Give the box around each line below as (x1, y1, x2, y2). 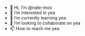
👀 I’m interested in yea (9, 10, 55, 16)
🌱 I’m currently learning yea (9, 15, 66, 20)
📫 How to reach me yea (9, 26, 60, 31)
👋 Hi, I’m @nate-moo (9, 5, 52, 10)
